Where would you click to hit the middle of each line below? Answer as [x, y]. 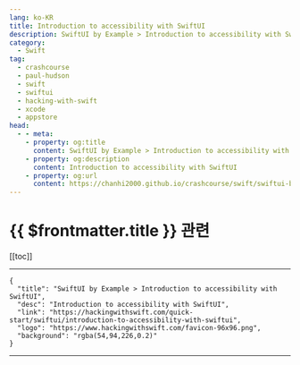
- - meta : [35, 134]
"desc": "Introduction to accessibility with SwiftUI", [123, 305]
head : [19, 126]
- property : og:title [65, 142]
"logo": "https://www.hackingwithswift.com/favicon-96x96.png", [139, 328]
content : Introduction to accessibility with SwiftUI [135, 167]
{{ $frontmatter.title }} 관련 [109, 231]
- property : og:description [77, 159]
